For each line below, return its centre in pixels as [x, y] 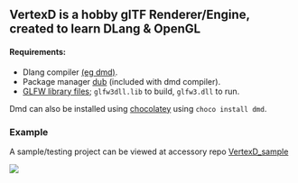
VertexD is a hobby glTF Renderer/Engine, [130, 15]
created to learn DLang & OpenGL [105, 29]
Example [29, 132]
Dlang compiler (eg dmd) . [70, 72]
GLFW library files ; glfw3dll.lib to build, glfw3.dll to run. [131, 91]
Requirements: [37, 51]
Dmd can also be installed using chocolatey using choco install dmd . [138, 108]
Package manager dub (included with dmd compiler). [121, 81]
